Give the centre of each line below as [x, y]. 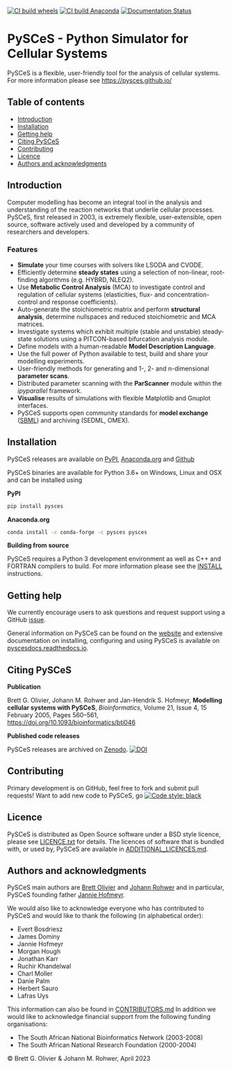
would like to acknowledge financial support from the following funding [109, 1017]
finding [27, 279]
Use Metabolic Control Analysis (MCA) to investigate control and [111, 287]
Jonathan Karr [38, 959]
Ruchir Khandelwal [44, 966]
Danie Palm [33, 981]
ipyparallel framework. [49, 391]
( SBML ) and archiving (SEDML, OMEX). [73, 420]
